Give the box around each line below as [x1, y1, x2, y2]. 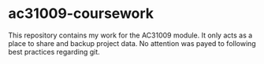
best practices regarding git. [8, 47, 100, 56]
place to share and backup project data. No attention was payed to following [8, 38, 256, 48]
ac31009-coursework [8, 5, 154, 23]
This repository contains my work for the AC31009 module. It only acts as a [8, 30, 253, 40]
